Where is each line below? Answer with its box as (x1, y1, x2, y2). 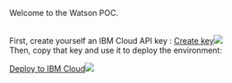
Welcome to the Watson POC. (9, 8, 119, 18)
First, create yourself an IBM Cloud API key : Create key (9, 36, 215, 46)
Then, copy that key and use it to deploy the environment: (9, 45, 222, 55)
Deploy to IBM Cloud (9, 63, 86, 74)
